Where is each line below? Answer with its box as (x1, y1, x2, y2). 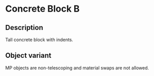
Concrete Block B (5, 3, 80, 15)
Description (5, 23, 43, 32)
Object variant (5, 51, 52, 60)
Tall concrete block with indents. (5, 36, 74, 43)
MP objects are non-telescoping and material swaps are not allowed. (5, 64, 149, 71)
